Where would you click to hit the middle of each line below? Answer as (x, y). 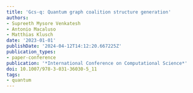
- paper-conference (31, 58)
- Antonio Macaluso (31, 29)
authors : (17, 18)
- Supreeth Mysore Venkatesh (44, 23)
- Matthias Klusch (30, 35)
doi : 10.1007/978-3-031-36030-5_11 (52, 69)
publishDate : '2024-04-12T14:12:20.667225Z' (64, 46)
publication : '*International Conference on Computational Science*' (97, 63)
